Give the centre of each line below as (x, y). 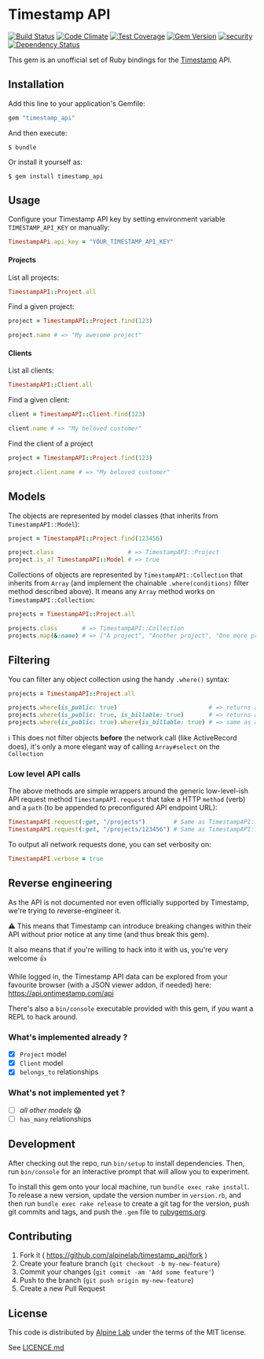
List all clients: (31, 370)
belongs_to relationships (59, 1072)
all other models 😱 (50, 1110)
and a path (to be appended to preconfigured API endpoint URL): (113, 808)
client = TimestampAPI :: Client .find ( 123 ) (77, 414)
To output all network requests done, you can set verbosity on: (110, 845)
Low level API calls (44, 774)
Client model (41, 1063)
